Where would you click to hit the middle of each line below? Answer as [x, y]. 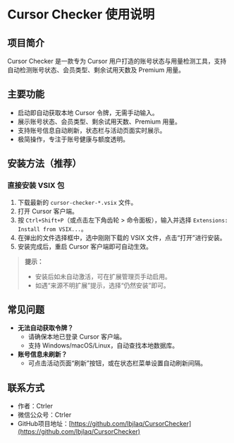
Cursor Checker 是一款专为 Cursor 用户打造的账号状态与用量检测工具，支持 [117, 61]
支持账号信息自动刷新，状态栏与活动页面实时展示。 [92, 130]
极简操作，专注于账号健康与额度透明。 [73, 139]
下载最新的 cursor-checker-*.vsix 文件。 [77, 202]
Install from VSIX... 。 [52, 229]
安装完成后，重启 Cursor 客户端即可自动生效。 [85, 246]
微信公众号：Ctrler [44, 415]
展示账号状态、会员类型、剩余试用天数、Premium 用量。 [99, 122]
